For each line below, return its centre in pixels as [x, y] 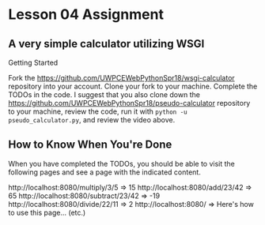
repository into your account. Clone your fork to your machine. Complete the [133, 86]
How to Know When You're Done [90, 145]
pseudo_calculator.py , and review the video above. [92, 120]
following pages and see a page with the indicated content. [105, 172]
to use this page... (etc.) [47, 212]
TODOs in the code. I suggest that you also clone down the [104, 95]
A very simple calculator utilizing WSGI [106, 44]
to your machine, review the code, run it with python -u [98, 111]
